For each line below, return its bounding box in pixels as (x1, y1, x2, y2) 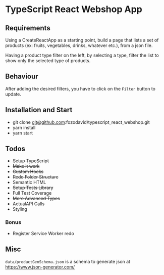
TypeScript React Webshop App (5, 4, 142, 15)
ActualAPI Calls (12, 201, 45, 207)
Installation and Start (5, 106, 73, 114)
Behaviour (5, 72, 39, 81)
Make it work (12, 163, 40, 169)
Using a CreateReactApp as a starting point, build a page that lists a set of (5, 37, 159, 43)
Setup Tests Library (12, 185, 53, 191)
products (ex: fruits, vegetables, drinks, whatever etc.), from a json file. (5, 42, 153, 49)
